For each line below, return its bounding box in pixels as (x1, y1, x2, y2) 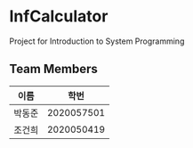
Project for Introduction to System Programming (9, 36, 185, 46)
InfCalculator (9, 6, 109, 27)
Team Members (9, 62, 98, 77)
